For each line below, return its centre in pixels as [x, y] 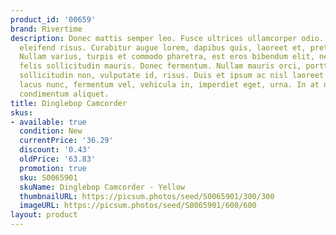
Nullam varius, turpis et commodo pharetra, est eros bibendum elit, [167, 57]
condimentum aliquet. [64, 94]
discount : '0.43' [55, 150]
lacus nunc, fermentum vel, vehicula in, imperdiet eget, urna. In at [169, 85]
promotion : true [53, 168]
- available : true [48, 122]
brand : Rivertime [46, 29]
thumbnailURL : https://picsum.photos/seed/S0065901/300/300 [147, 196]
